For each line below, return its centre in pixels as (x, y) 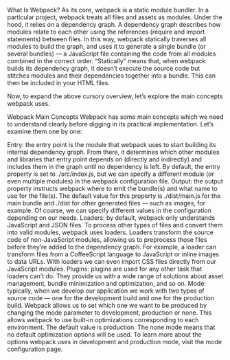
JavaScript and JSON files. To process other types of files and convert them (115, 225)
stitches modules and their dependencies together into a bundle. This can (112, 76)
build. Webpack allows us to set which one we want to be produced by (107, 305)
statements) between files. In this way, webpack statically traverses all (107, 39)
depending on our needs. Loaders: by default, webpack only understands (111, 218)
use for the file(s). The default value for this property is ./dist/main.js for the (114, 196)
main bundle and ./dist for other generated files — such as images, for (106, 203)
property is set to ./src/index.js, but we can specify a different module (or (111, 174)
